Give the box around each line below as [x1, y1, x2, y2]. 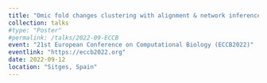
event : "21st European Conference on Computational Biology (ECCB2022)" [8, 41, 254, 49]
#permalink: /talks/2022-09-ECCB [8, 33, 119, 42]
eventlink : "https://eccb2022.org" [8, 48, 126, 56]
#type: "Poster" [8, 26, 62, 34]
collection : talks [8, 19, 69, 27]
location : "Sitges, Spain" [8, 63, 98, 71]
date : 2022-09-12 [8, 56, 66, 64]
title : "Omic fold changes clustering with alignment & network [8, 11, 226, 20]
